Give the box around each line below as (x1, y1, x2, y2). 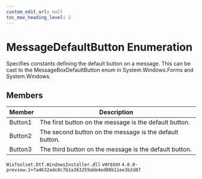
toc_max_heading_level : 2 (6, 14, 71, 20)
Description (99, 108, 133, 117)
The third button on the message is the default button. (40, 145, 192, 154)
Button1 (9, 118, 32, 127)
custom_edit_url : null (6, 8, 63, 15)
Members (6, 90, 43, 100)
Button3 (9, 145, 32, 154)
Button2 (9, 132, 32, 140)
